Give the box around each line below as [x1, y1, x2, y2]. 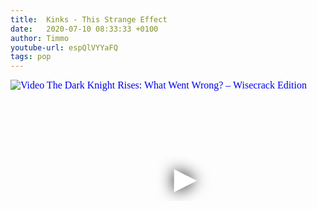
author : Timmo [10, 33, 70, 43]
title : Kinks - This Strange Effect [10, 14, 168, 25]
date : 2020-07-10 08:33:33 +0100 [10, 24, 159, 34]
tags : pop [10, 52, 52, 62]
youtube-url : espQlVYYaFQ [10, 42, 118, 53]
